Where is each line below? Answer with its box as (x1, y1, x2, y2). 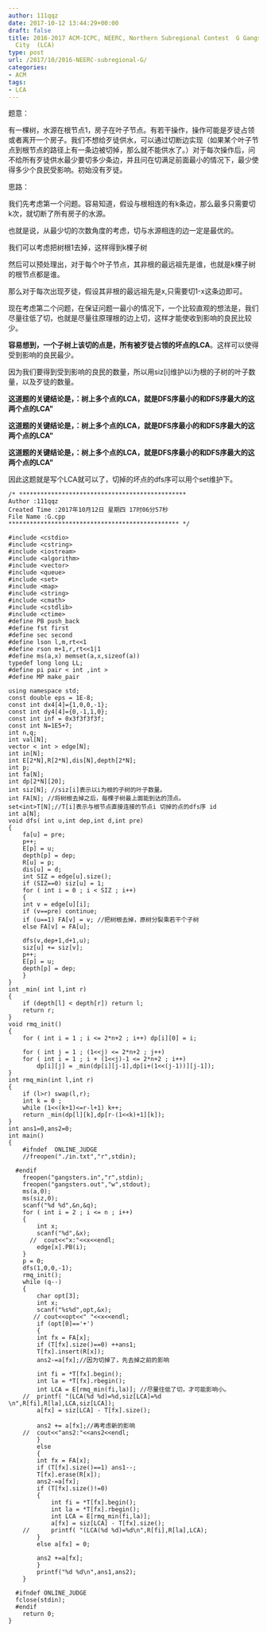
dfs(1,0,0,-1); (22, 1264, 73, 1272)
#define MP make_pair (8, 673, 80, 681)
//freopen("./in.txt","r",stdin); (22, 1153, 137, 1161)
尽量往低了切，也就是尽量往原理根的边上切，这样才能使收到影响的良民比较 (8, 314, 252, 323)
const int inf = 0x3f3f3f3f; (8, 715, 105, 723)
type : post (8, 49, 44, 57)
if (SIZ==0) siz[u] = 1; (22, 880, 105, 888)
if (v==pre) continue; (22, 908, 98, 916)
